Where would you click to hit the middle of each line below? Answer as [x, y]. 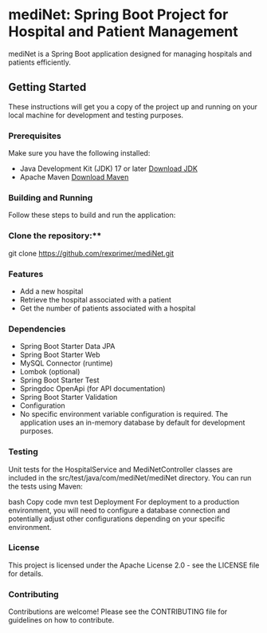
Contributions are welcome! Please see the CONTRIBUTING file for [118, 611]
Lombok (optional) [50, 372]
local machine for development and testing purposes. [96, 115]
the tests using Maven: [45, 486]
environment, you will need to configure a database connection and [119, 510]
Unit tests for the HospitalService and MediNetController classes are [121, 469]
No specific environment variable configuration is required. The [124, 414]
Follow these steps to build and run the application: [92, 215]
